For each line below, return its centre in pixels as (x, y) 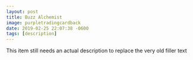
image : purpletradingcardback (44, 23)
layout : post (22, 12)
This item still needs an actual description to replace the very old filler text (96, 50)
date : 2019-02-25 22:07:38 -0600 (48, 28)
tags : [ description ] (32, 34)
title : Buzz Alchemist (34, 17)
